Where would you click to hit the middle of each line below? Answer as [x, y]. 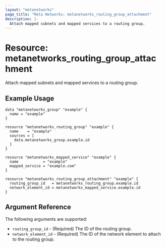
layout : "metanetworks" [30, 10]
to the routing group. [33, 239]
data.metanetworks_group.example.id [52, 140]
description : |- [22, 19]
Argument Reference [38, 207]
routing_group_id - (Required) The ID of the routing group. [72, 229]
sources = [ [22, 136]
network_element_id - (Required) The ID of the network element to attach [86, 234]
